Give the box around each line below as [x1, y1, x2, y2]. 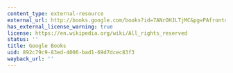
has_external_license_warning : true [7, 23, 113, 30]
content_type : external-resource [7, 10, 104, 17]
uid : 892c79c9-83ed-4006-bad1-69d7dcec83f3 [7, 49, 135, 56]
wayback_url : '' [7, 56, 54, 63]
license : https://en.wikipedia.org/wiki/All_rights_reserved [7, 29, 188, 37]
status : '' [7, 36, 39, 43]
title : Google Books [7, 42, 67, 49]
